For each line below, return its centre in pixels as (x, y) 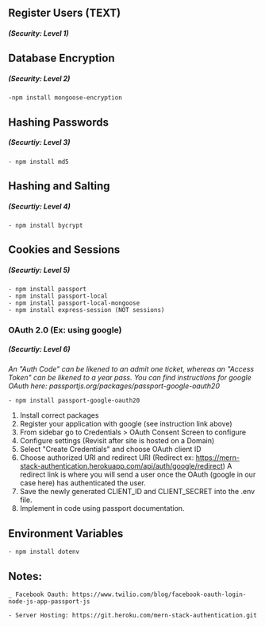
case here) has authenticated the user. (83, 483)
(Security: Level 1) (38, 33)
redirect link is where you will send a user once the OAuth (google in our (138, 475)
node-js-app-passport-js (49, 601)
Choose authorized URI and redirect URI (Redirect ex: (107, 458)
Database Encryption (61, 58)
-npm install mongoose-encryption (65, 98)
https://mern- (218, 458)
